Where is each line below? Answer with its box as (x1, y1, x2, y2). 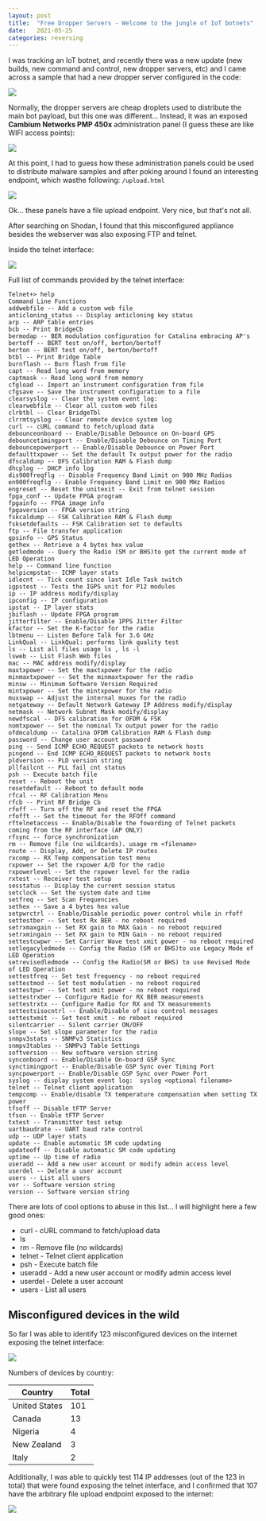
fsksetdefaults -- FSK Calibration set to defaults (8, 520, 183, 529)
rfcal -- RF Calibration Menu (8, 792, 109, 800)
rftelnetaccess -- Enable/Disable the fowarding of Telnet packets (8, 820, 237, 828)
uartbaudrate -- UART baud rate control (8, 1126, 145, 1134)
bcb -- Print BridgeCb (8, 325, 83, 334)
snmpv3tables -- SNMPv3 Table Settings (8, 1042, 141, 1050)
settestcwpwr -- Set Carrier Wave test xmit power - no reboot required (8, 937, 254, 946)
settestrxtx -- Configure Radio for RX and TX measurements (8, 1000, 212, 1008)
